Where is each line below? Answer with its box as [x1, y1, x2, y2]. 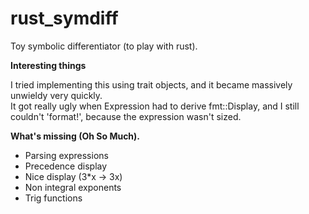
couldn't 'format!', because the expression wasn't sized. [10, 110, 242, 122]
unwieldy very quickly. [10, 89, 103, 101]
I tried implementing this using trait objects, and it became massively [10, 78, 293, 91]
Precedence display [24, 160, 108, 172]
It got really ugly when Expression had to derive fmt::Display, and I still [10, 100, 300, 112]
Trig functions [24, 192, 83, 204]
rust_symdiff [10, 7, 119, 30]
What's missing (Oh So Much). [10, 130, 141, 142]
